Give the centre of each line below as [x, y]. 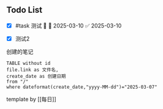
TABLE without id [28, 63]
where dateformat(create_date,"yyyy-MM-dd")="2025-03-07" [82, 87]
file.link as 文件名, [32, 70]
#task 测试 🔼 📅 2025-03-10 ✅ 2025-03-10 [68, 25]
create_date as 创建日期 [36, 76]
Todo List [25, 10]
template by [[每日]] [31, 99]
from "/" [17, 81]
